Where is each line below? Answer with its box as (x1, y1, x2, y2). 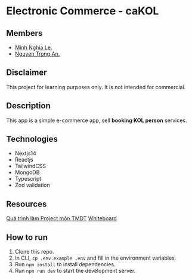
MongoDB (14, 169, 40, 176)
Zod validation (14, 181, 51, 189)
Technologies (6, 134, 58, 144)
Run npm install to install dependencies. (14, 261, 116, 268)
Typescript (14, 175, 42, 182)
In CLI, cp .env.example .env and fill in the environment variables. (14, 254, 176, 261)
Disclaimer (6, 68, 47, 78)
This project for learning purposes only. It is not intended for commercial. (6, 83, 186, 90)
